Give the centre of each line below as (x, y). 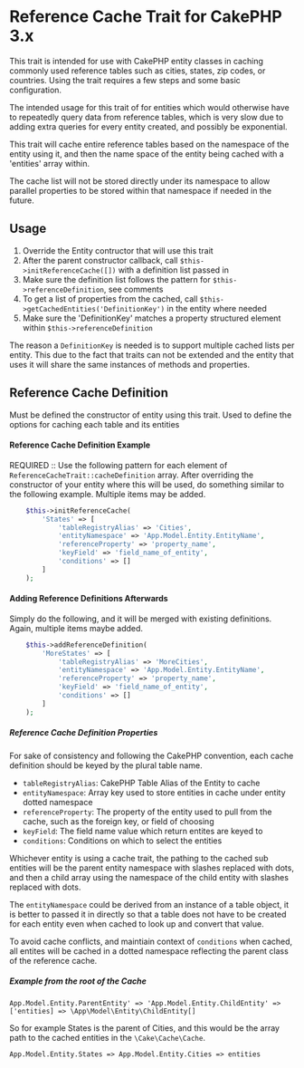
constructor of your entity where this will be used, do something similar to (147, 484)
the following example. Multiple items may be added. (108, 494)
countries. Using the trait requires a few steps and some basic (125, 80)
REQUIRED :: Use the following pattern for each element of (119, 465)
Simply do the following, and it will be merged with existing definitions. (141, 619)
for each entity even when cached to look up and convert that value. (137, 924)
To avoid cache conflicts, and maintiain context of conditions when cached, (151, 941)
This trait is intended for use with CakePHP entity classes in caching (137, 61)
